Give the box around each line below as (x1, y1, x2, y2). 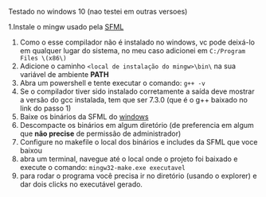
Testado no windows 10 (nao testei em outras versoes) (8, 7, 188, 16)
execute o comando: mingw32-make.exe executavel (19, 163, 186, 172)
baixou (19, 146, 42, 155)
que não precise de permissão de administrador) (19, 129, 182, 138)
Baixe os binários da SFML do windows (19, 112, 149, 122)
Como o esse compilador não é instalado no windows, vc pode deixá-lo (19, 37, 255, 47)
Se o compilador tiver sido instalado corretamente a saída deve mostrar (19, 87, 255, 96)
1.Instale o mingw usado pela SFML (8, 22, 124, 31)
